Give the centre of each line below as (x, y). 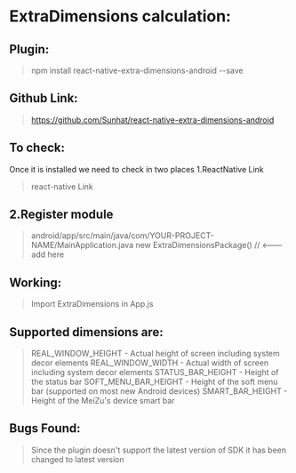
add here (48, 254)
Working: (36, 282)
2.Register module (61, 215)
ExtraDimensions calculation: (120, 16)
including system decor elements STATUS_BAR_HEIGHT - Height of (155, 373)
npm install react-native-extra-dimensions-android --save (137, 70)
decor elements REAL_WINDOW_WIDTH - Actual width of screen (150, 363)
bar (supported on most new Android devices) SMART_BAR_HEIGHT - (159, 391)
